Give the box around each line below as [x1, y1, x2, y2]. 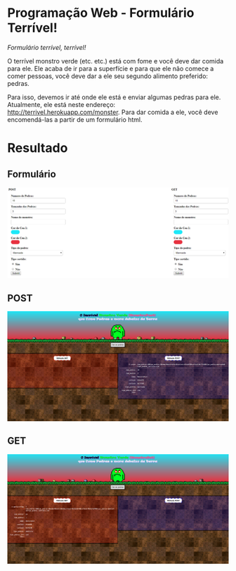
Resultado [7, 140, 68, 156]
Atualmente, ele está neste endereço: [7, 100, 116, 108]
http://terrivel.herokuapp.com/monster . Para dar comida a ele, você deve [7, 108, 218, 116]
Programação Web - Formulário [7, 5, 195, 21]
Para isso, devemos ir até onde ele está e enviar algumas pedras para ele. [7, 93, 221, 101]
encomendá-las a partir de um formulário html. [7, 115, 143, 124]
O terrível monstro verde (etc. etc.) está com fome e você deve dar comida [7, 56, 224, 65]
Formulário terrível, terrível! [7, 43, 86, 51]
